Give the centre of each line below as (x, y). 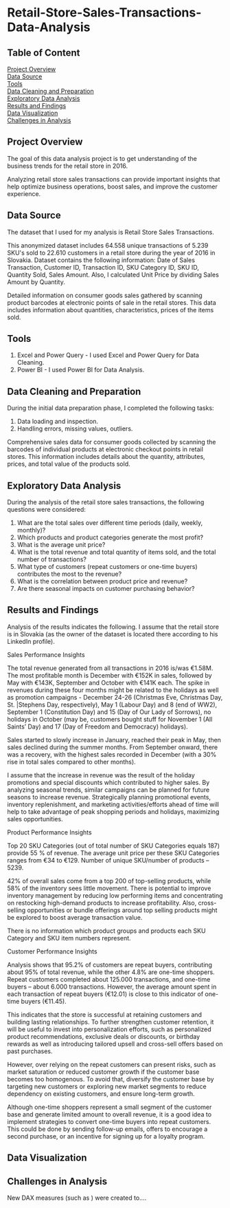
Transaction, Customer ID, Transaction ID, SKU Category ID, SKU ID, (103, 267)
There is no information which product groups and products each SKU (106, 931)
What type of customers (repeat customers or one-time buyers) (107, 567)
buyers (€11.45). (44, 1001)
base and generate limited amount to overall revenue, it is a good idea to (109, 1114)
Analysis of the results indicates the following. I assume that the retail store (113, 627)
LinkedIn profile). (31, 641)
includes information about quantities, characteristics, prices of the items (111, 310)
